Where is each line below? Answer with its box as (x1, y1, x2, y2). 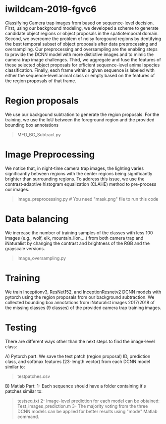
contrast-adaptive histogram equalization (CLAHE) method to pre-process (5, 181, 157, 187)
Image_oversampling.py (17, 255, 66, 261)
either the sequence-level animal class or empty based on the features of (5, 72, 155, 78)
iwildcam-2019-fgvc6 (5, 3, 97, 15)
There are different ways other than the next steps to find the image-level (5, 338, 155, 344)
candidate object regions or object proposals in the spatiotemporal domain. (5, 30, 159, 36)
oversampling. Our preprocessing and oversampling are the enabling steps (5, 46, 158, 52)
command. (17, 414, 40, 420)
